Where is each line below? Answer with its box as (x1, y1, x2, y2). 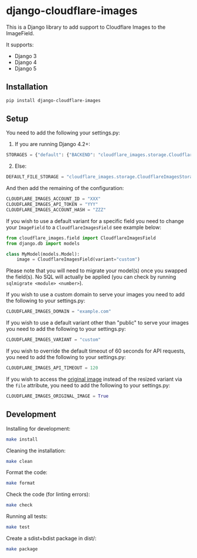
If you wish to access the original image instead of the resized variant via (6, 376, 182, 383)
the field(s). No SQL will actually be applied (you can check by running (6, 273, 176, 280)
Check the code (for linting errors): (6, 491, 90, 498)
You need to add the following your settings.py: (6, 129, 120, 136)
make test (6, 524, 30, 530)
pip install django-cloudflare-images (6, 97, 101, 103)
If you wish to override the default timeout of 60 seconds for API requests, (6, 347, 186, 354)
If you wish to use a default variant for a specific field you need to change (6, 217, 185, 224)
